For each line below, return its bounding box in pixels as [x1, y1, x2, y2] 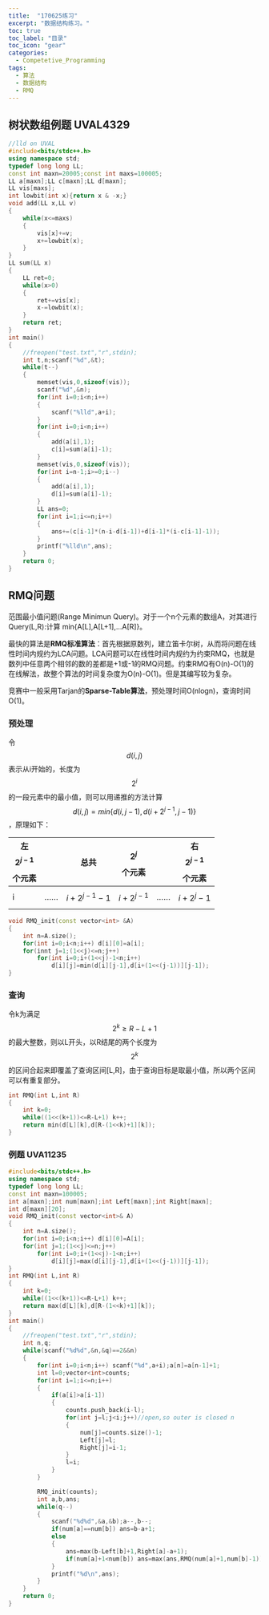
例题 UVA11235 [8, 1148, 67, 1160]
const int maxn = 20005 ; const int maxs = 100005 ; [8, 169, 163, 177]
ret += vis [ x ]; [37, 296, 81, 305]
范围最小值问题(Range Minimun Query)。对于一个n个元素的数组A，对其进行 [8, 611, 258, 621]
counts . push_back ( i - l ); [65, 1407, 146, 1415]
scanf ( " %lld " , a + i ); [50, 408, 116, 416]
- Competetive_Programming [15, 57, 106, 65]
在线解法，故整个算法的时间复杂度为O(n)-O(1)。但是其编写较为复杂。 [8, 669, 236, 678]
